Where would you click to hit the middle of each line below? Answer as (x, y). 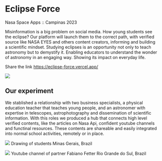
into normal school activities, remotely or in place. (55, 133)
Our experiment (29, 91)
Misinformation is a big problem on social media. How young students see (79, 31)
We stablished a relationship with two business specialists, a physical (74, 102)
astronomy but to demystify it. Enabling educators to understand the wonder (81, 52)
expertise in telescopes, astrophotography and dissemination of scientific (78, 113)
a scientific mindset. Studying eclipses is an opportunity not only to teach (78, 47)
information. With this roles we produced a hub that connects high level (76, 118)
